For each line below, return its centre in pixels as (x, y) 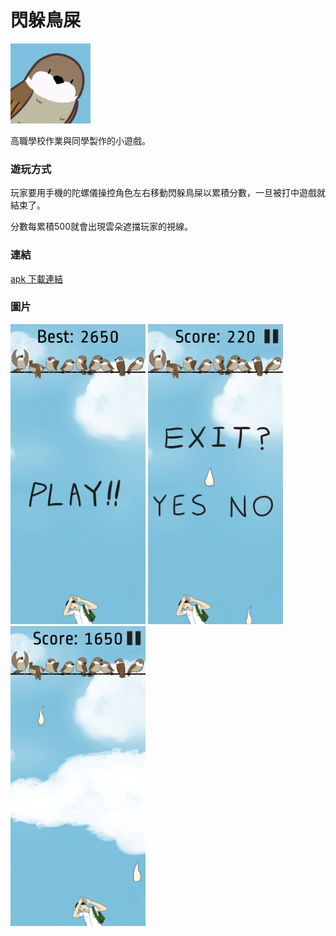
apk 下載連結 (37, 278)
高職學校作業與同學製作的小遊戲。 (80, 140)
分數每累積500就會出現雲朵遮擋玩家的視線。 (101, 227)
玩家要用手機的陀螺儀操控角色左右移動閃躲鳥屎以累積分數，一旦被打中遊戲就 (168, 193)
